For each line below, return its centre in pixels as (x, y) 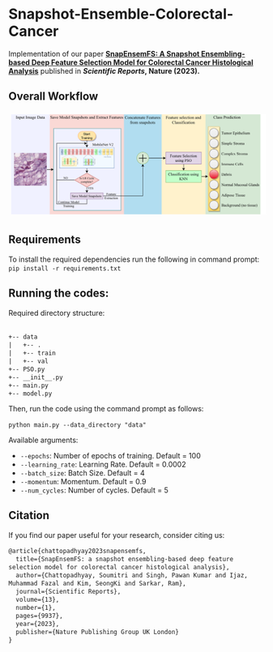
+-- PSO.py (27, 369)
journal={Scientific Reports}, (68, 591)
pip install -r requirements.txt (65, 268)
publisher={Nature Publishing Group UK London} (98, 632)
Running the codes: (59, 294)
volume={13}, (38, 599)
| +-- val (28, 361)
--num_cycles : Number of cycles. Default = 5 (94, 490)
